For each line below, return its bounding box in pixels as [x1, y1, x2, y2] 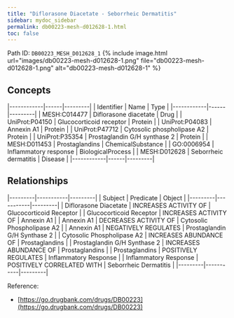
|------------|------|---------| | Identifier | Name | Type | [7, 103, 170, 111]
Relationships [7, 175, 69, 187]
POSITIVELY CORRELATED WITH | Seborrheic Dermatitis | [7, 261, 175, 269]
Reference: [7, 282, 39, 290]
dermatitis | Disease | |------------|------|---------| [7, 155, 155, 163]
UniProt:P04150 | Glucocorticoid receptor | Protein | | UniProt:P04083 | [7, 118, 212, 126]
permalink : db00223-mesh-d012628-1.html [7, 23, 128, 30]
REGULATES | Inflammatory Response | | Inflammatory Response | [7, 253, 198, 261]
